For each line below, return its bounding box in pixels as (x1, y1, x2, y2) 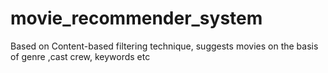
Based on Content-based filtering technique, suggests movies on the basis (10, 40, 319, 52)
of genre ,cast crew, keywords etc (10, 50, 151, 62)
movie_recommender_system (10, 7, 263, 30)
